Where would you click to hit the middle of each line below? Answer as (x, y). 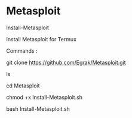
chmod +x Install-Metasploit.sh (44, 97)
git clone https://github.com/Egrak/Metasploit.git (66, 62)
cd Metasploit (23, 86)
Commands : (22, 51)
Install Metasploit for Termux (41, 39)
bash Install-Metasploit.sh (38, 108)
